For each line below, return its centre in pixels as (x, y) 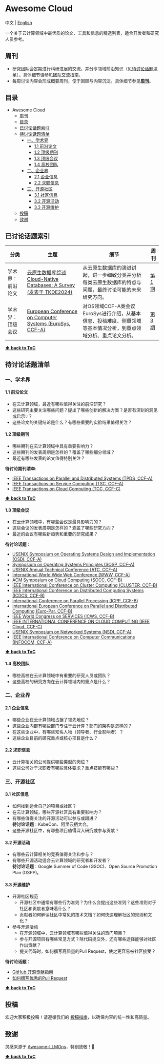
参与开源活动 (25, 927)
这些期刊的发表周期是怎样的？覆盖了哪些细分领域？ (63, 452)
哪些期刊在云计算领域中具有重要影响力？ (53, 446)
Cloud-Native (42, 279)
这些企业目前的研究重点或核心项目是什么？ (55, 738)
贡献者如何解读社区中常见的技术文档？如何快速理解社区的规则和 (83, 915)
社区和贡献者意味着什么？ (45, 909)
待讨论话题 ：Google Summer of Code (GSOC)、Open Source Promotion (84, 866)
